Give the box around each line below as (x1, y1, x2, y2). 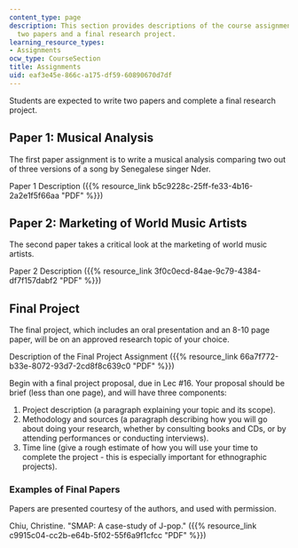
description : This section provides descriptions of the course (9, 21, 252, 30)
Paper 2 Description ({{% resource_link (9, 266, 153, 276)
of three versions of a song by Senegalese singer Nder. (9, 163, 211, 174)
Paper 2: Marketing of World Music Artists (9, 215, 247, 231)
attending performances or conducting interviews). (21, 433, 209, 444)
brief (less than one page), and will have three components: (9, 387, 228, 398)
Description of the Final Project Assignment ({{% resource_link (9, 352, 239, 362)
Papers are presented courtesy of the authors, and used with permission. (9, 504, 277, 514)
